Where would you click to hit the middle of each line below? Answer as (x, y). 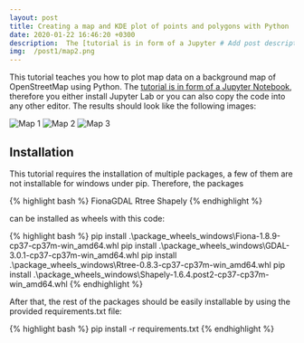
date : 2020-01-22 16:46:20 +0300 (72, 34)
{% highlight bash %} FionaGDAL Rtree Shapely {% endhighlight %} (136, 201)
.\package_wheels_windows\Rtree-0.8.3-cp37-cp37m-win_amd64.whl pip (147, 264)
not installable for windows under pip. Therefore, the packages (127, 183)
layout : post (34, 18)
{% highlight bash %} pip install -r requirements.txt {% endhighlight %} (142, 329)
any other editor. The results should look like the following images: (133, 106)
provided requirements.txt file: (66, 311)
